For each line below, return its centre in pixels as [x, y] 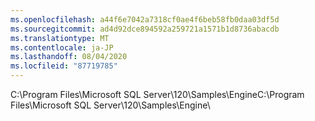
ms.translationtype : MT [60, 38]
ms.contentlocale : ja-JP [62, 47]
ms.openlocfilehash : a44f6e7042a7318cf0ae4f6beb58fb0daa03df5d [145, 19]
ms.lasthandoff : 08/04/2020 [69, 57]
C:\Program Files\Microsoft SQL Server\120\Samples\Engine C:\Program [157, 94]
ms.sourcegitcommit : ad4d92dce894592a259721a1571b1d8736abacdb [145, 29]
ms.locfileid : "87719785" [64, 66]
